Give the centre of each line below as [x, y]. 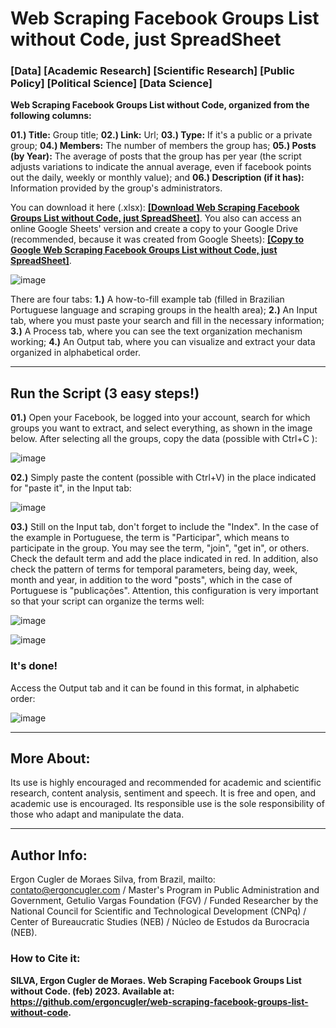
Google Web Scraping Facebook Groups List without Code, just [144, 250]
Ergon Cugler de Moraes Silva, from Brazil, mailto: [113, 879]
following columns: [51, 116]
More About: [50, 758]
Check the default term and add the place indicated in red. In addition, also [164, 559]
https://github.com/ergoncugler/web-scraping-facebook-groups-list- [159, 1001]
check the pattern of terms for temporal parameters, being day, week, [154, 569]
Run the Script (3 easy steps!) [105, 393]
